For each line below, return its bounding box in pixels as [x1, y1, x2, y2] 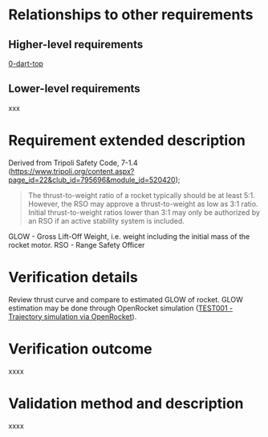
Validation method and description [8, 395, 244, 412]
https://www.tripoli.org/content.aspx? [10, 166, 135, 176]
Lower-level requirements [8, 82, 140, 95]
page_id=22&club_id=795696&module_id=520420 [8, 175, 176, 184]
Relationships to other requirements [8, 6, 254, 24]
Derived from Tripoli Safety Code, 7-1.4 [8, 158, 138, 168]
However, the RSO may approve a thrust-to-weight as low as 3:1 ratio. [27, 199, 258, 208]
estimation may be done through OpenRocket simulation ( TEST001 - [8, 303, 233, 313]
